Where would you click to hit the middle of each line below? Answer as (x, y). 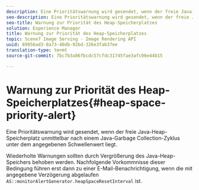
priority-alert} (41, 115)
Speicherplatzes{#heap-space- (86, 103)
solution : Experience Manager (44, 28)
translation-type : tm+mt (37, 50)
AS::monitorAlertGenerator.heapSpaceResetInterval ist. (74, 181)
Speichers (19, 162)
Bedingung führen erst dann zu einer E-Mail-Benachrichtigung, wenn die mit (99, 168)
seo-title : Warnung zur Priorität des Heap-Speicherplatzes (82, 22)
